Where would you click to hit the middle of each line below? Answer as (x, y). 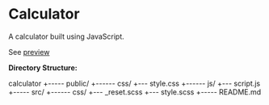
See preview (29, 52)
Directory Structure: (43, 67)
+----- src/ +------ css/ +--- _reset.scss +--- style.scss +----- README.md (135, 92)
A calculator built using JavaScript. (67, 36)
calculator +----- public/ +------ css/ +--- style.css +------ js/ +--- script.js (134, 83)
